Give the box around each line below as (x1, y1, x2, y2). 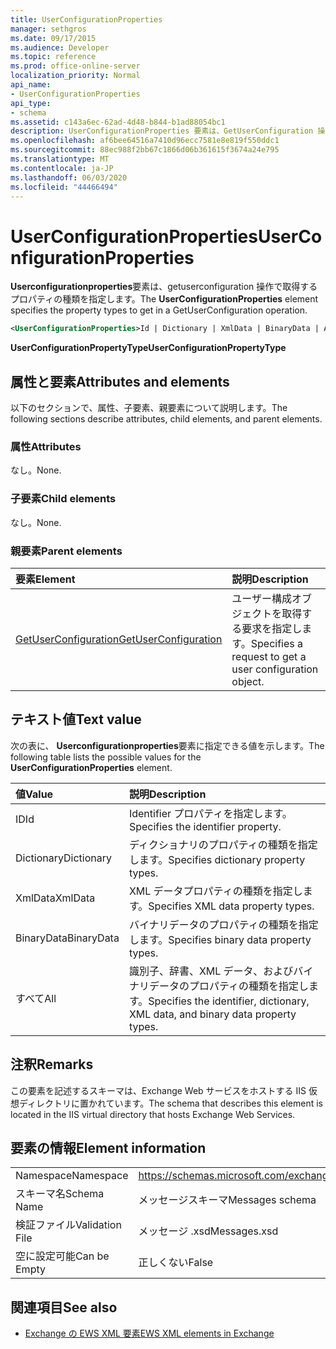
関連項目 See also (10, 1299, 118, 1316)
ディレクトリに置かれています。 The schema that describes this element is (18, 1097, 324, 1109)
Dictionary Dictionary (15, 851, 113, 865)
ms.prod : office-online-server (10, 61, 141, 71)
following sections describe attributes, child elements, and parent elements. (10, 413, 323, 425)
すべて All (15, 991, 57, 1005)
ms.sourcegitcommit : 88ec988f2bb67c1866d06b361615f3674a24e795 (10, 145, 280, 155)
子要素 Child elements (10, 492, 117, 506)
